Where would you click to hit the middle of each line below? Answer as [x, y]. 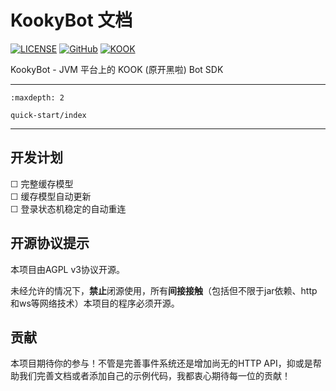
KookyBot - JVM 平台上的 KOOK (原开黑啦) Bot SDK [117, 69]
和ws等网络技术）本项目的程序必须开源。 [95, 303]
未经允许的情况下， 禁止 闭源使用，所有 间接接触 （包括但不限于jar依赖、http [164, 290]
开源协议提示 [50, 243]
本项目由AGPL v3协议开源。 [67, 269]
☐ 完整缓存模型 [42, 183]
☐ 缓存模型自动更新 [51, 196]
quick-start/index [48, 115]
